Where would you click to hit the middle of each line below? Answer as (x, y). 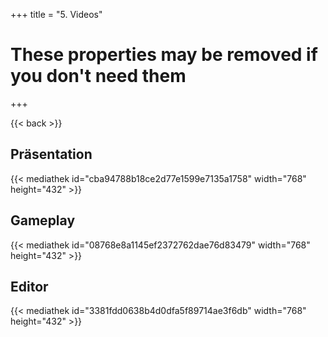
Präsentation (51, 154)
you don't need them (98, 76)
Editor (29, 286)
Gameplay (43, 220)
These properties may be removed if (164, 55)
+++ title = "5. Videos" (56, 14)
